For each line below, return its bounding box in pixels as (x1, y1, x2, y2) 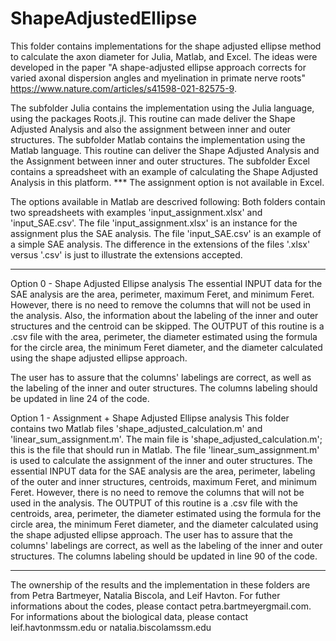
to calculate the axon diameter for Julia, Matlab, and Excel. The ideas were (10, 50, 318, 62)
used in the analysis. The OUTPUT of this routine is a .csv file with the (10, 497, 298, 509)
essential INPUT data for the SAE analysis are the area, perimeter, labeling (10, 465, 316, 477)
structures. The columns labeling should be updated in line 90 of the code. (10, 550, 318, 562)
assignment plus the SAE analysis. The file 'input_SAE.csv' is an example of (10, 227, 322, 239)
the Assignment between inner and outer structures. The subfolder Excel (10, 155, 310, 167)
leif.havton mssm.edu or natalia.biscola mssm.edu (10, 621, 212, 633)
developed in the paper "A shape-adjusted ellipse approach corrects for (10, 61, 307, 73)
